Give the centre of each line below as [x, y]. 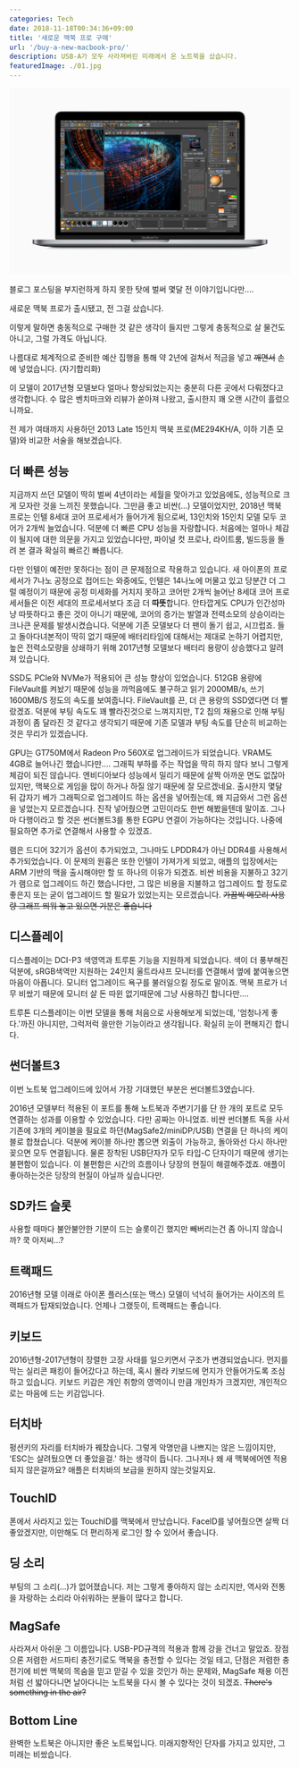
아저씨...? [48, 1240]
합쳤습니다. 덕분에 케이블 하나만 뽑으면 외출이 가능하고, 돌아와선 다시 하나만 [157, 1141]
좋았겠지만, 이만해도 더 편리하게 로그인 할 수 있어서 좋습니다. [114, 1532]
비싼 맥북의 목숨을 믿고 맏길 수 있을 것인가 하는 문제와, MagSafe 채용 [152, 1671]
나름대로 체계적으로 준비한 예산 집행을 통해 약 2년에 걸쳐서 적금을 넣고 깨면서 [142, 358]
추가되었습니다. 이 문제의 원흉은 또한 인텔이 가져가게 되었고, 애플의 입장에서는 [144, 861]
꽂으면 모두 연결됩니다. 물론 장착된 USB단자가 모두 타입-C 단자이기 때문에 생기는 [149, 1153]
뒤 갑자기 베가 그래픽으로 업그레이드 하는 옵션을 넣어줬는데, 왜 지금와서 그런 [140, 798]
